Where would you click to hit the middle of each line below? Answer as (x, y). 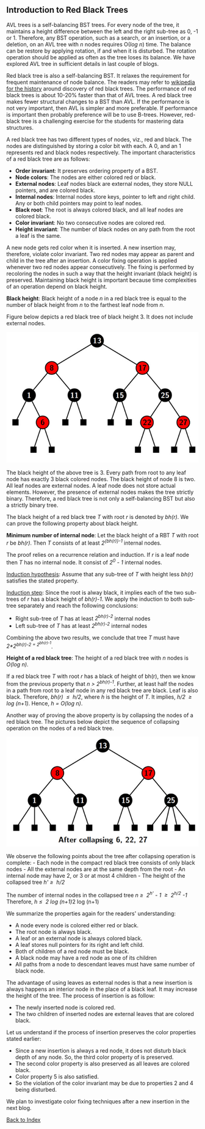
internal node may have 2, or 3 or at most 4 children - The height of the (96, 876)
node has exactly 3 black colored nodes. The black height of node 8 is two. (101, 479)
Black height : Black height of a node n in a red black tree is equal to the (96, 298)
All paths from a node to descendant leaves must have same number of (105, 964)
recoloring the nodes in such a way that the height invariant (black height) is (102, 273)
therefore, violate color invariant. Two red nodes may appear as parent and (100, 254)
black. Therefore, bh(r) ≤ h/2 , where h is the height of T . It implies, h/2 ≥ (99, 697)
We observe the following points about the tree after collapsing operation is (101, 856)
